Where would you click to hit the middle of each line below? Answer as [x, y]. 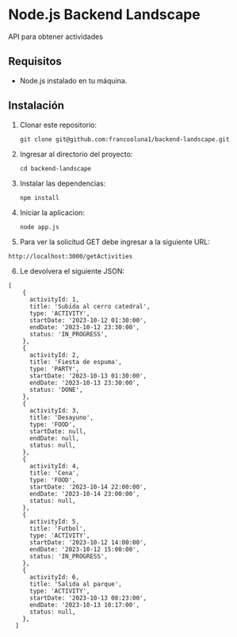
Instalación [36, 106]
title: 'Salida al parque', [76, 584]
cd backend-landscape [55, 168]
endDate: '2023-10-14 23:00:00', [84, 493]
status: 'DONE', [56, 389]
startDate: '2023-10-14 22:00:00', [88, 487]
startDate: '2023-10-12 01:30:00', [88, 320]
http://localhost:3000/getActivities [71, 256]
